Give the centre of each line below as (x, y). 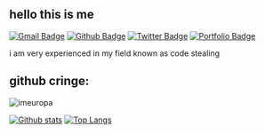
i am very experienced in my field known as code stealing (115, 53)
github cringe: (49, 81)
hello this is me (52, 15)
